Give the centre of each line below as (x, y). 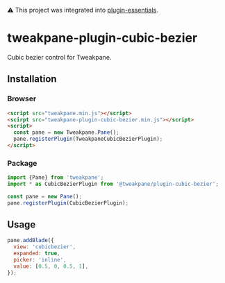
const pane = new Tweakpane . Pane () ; (66, 132)
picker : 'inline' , (40, 260)
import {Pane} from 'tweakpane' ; (56, 178)
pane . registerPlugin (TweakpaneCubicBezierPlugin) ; (88, 139)
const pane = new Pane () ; (44, 196)
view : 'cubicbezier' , (45, 247)
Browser (22, 98)
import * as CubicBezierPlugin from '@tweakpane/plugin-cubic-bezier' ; (113, 184)
